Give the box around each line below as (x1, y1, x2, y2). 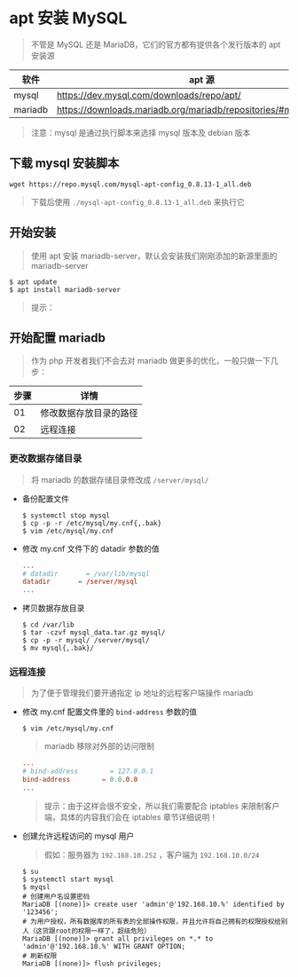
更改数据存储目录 (9, 453, 82, 465)
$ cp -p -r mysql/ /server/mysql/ (21, 636, 150, 645)
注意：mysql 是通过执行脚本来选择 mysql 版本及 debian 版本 (30, 127, 251, 138)
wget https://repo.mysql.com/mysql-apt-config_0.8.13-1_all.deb (9, 179, 252, 189)
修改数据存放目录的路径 (40, 407, 139, 420)
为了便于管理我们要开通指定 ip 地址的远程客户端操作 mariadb (30, 688, 254, 698)
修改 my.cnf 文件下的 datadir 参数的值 (21, 543, 160, 554)
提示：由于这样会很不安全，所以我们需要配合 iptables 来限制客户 (43, 800, 280, 811)
